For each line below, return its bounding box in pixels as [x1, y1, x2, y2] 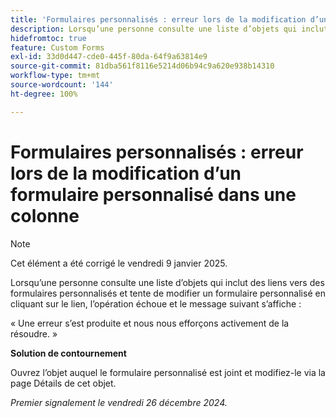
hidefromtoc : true [10, 33, 87, 43]
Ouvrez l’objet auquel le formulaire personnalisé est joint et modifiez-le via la [10, 366, 326, 378]
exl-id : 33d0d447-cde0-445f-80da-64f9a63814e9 [10, 52, 208, 62]
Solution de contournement [10, 347, 127, 359]
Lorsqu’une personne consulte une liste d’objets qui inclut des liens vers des [10, 276, 325, 288]
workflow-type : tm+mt [10, 71, 101, 81]
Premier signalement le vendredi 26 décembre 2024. [10, 396, 228, 408]
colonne [10, 204, 80, 227]
